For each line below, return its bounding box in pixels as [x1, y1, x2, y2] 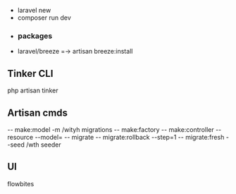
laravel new [17, 6, 51, 14]
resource [7, 133, 34, 141]
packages [17, 31, 53, 41]
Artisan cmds [7, 107, 68, 119]
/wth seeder [25, 140, 61, 149]
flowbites [7, 179, 35, 188]
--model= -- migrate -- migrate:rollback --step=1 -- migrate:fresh [35, 133, 225, 141]
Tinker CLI [7, 67, 54, 80]
